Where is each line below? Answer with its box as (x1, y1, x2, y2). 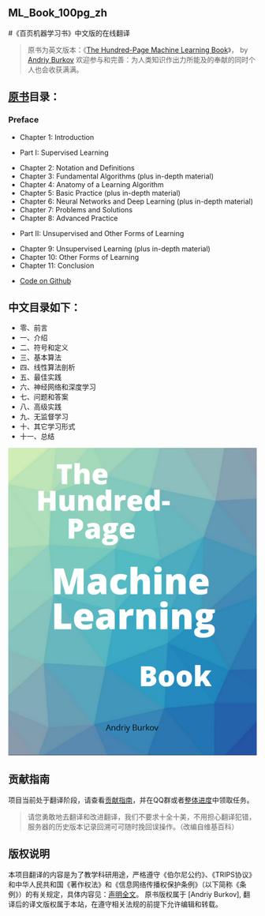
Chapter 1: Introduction (19, 132, 95, 141)
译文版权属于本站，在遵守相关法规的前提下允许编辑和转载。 (28, 899, 222, 909)
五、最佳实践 (19, 373, 62, 382)
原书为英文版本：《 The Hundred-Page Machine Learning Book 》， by (27, 45, 248, 54)
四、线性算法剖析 (19, 362, 76, 372)
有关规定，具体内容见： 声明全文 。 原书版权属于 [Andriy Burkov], (32, 889, 242, 899)
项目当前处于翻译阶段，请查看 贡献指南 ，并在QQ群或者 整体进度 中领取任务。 (8, 795, 254, 805)
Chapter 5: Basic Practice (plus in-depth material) (19, 188, 181, 197)
